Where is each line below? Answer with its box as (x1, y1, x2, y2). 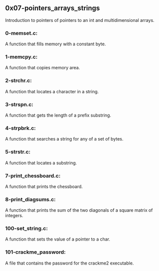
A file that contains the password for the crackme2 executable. (5, 260, 134, 266)
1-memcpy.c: (5, 53, 38, 60)
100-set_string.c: (5, 225, 48, 232)
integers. (5, 213, 23, 219)
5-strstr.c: (5, 148, 31, 155)
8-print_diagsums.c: (5, 196, 56, 203)
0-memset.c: (5, 29, 38, 36)
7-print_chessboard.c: (5, 172, 61, 179)
